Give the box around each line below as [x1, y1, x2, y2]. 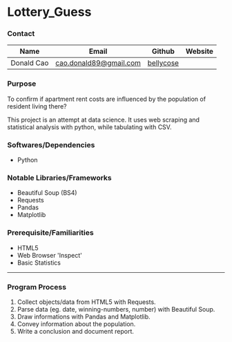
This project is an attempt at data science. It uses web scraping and [7, 115, 200, 124]
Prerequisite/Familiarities [7, 228, 95, 238]
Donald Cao [10, 58, 49, 68]
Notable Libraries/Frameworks [7, 173, 112, 182]
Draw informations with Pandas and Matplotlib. [17, 312, 151, 321]
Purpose [7, 79, 37, 88]
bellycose [147, 58, 180, 68]
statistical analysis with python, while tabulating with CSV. [7, 122, 172, 131]
